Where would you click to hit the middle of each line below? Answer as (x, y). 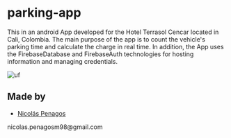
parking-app (44, 13)
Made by (26, 97)
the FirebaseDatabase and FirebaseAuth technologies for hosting (101, 54)
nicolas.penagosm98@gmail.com (55, 127)
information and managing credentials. (63, 61)
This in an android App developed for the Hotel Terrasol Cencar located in (113, 32)
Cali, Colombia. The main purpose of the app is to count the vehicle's (106, 39)
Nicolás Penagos (41, 113)
